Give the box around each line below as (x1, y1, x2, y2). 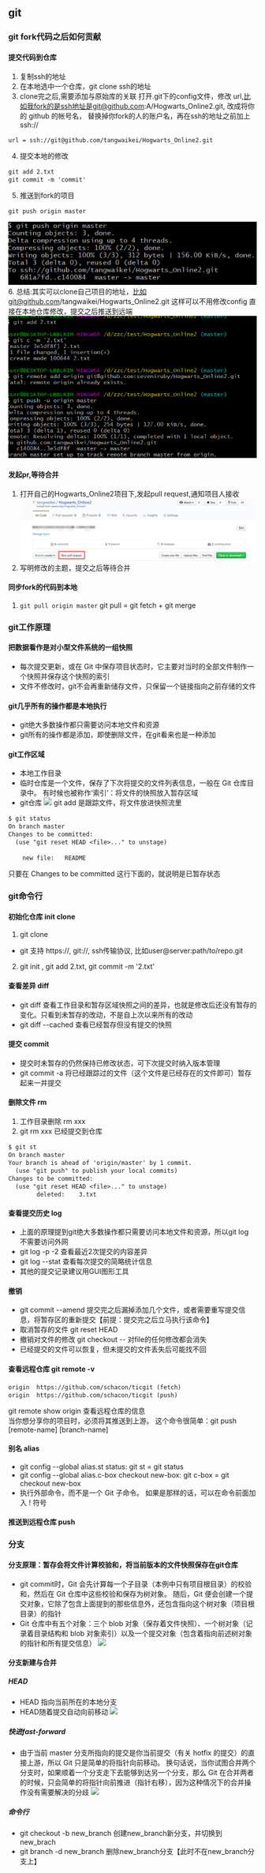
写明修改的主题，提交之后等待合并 (19, 563, 131, 572)
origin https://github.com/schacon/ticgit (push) (8, 1391, 178, 1399)
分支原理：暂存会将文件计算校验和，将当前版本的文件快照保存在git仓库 (8, 1560, 238, 1569)
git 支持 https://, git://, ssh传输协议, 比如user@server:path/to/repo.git (19, 946, 244, 956)
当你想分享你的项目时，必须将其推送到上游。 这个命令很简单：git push (8, 1416, 237, 1425)
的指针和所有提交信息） (19, 1638, 96, 1648)
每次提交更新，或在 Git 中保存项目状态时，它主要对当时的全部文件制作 (19, 661, 248, 671)
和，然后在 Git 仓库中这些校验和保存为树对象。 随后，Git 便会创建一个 (19, 1589, 247, 1598)
